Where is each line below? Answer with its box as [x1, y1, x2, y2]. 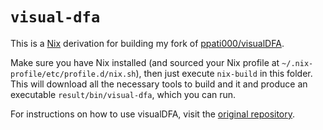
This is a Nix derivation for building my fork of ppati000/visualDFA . [10, 37, 285, 49]
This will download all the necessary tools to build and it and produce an [10, 78, 308, 90]
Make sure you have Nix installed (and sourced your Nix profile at [10, 56, 280, 68]
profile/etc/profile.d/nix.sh [10, 69, 137, 79]
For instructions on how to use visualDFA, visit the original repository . [10, 108, 296, 120]
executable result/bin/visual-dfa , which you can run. [10, 88, 237, 100]
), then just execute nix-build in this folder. [135, 67, 313, 79]
